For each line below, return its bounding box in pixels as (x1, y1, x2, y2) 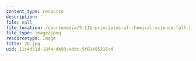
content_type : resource (6, 8, 64, 15)
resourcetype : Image (6, 35, 57, 41)
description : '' (6, 14, 45, 20)
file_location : (6, 24, 43, 31)
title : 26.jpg (6, 41, 41, 47)
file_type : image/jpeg (6, 30, 61, 36)
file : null (6, 19, 33, 25)
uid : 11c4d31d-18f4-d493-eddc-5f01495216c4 (6, 46, 114, 52)
